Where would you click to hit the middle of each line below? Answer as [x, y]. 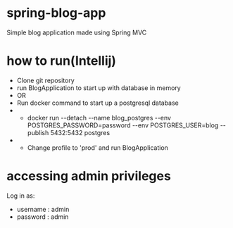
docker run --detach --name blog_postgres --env [99, 118]
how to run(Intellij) [62, 61]
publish [38, 132]
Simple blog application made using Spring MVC [77, 32]
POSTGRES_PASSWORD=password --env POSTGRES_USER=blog [123, 125]
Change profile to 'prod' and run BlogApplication [97, 147]
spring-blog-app [56, 13]
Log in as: [21, 196]
